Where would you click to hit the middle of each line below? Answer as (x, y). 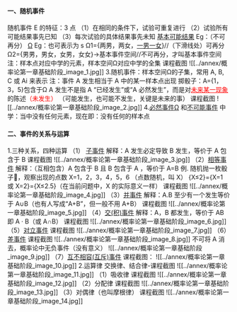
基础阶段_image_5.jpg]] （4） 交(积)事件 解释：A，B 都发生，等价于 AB (122, 213)
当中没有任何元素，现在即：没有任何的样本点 (85, 116)
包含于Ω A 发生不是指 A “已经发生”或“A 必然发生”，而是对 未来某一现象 (126, 90)
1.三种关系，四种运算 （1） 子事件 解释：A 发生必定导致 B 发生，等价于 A (113, 151)
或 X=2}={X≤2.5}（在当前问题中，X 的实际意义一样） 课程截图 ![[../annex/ (115, 186)
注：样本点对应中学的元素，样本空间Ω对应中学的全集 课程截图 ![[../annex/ (114, 63)
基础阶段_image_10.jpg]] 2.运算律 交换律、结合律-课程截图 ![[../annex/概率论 (117, 266)
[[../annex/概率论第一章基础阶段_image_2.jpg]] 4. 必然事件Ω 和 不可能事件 (112, 108)
